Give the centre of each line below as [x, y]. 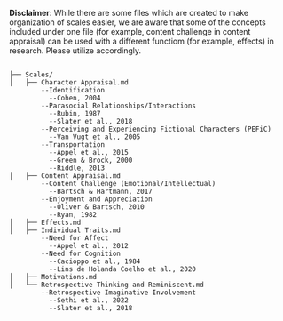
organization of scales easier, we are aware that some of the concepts [138, 22]
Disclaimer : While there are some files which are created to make [129, 13]
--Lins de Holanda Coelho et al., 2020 [122, 269]
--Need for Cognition [81, 253]
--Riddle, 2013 [76, 168]
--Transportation [73, 145]
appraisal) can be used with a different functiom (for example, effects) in [142, 41]
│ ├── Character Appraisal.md [69, 83]
